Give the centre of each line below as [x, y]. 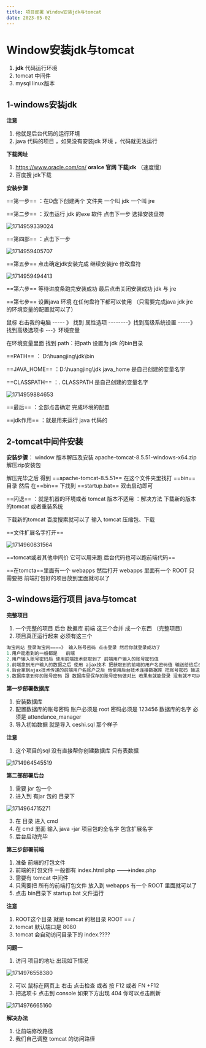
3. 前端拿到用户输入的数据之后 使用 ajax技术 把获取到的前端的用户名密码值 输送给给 [100, 665]
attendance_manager [54, 717]
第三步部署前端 [25, 849]
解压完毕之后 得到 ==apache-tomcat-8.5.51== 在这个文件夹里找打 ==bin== [101, 478]
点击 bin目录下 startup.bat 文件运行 [59, 893]
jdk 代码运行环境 [36, 68]
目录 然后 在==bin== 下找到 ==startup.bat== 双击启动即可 [80, 486]
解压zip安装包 [24, 465]
